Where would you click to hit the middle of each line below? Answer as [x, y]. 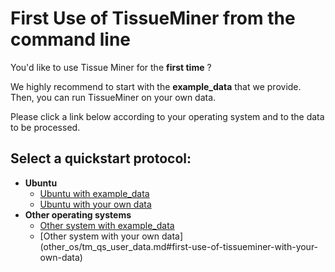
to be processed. [45, 127]
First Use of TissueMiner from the [153, 18]
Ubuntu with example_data [94, 193]
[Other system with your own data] [111, 236]
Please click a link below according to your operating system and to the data [167, 116]
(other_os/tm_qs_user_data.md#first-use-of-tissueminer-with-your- [179, 246]
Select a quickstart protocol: [101, 158]
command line [71, 39]
